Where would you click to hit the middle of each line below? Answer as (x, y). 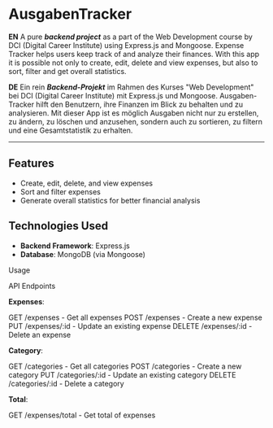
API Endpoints (32, 286)
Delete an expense (40, 334)
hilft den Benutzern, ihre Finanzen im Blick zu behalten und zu (140, 104)
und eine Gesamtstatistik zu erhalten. (71, 130)
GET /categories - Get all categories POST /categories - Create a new (125, 366)
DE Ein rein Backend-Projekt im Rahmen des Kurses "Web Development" (131, 87)
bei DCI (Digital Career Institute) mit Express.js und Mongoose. (113, 95)
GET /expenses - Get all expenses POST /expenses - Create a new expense (135, 317)
